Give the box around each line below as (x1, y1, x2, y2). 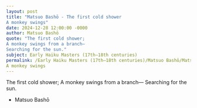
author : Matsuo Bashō (6, 30, 59, 36)
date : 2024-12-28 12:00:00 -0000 (6, 25, 88, 31)
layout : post (6, 8, 38, 15)
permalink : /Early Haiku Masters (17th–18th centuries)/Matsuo (6, 57, 164, 63)
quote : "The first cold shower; (6, 36, 85, 41)
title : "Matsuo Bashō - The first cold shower (6, 14, 122, 20)
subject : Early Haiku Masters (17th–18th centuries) (6, 52, 138, 58)
